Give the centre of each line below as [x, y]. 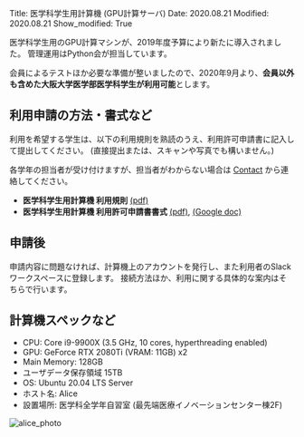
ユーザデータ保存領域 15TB [72, 373]
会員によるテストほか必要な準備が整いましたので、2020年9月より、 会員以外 [152, 73]
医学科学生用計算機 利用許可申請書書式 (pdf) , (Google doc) [132, 211]
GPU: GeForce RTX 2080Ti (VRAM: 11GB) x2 [105, 353]
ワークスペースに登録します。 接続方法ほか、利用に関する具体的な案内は [144, 277]
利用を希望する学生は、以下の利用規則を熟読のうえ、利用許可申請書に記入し [152, 139]
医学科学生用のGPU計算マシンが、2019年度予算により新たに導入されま [142, 42]
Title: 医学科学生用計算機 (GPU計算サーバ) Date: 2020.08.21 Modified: [139, 13]
